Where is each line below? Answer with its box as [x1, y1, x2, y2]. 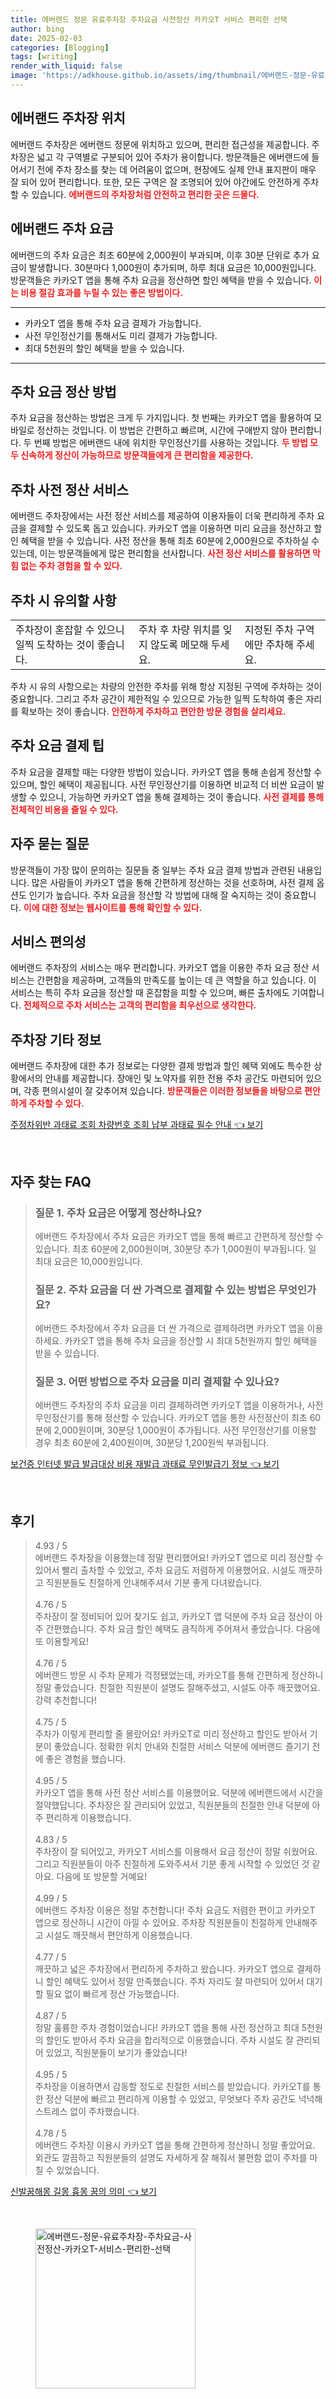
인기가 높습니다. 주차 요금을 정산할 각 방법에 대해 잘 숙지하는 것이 [28, 889, 282, 901]
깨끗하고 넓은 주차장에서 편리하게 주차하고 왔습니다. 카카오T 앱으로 [34, 1963, 295, 1975]
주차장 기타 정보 [10, 1031, 102, 1048]
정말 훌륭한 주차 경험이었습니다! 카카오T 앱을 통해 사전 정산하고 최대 [34, 2022, 300, 2034]
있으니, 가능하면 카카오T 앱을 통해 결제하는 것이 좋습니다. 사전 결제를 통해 [39, 791, 325, 803]
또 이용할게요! [34, 1636, 90, 1648]
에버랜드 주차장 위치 [10, 110, 126, 127]
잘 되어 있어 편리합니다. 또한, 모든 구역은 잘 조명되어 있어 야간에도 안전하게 [10, 176, 301, 188]
